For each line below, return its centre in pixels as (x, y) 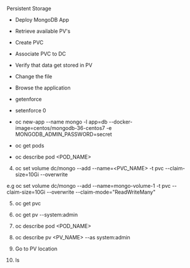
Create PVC (29, 42)
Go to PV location (36, 249)
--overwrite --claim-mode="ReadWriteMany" (101, 192)
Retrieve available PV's (43, 31)
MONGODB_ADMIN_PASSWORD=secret (63, 134)
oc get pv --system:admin (46, 215)
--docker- (121, 122)
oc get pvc (28, 203)
